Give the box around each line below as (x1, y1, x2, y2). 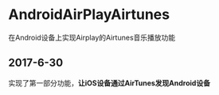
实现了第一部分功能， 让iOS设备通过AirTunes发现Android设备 (8, 78, 211, 88)
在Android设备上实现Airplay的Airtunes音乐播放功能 (8, 32, 176, 42)
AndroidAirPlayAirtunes (8, 6, 170, 24)
